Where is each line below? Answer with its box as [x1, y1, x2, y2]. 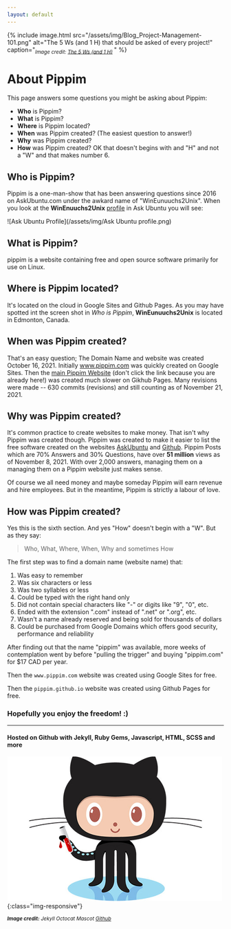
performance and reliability [16, 630, 94, 638]
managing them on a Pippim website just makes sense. [7, 465, 163, 473]
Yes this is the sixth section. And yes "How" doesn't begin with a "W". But [7, 524, 216, 533]
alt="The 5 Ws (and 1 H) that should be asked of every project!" [33, 38, 213, 46]
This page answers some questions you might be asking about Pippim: [7, 94, 208, 103]
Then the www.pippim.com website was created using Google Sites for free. [7, 671, 217, 679]
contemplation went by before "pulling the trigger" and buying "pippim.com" [7, 650, 224, 659]
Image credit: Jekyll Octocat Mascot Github [7, 915, 111, 922]
